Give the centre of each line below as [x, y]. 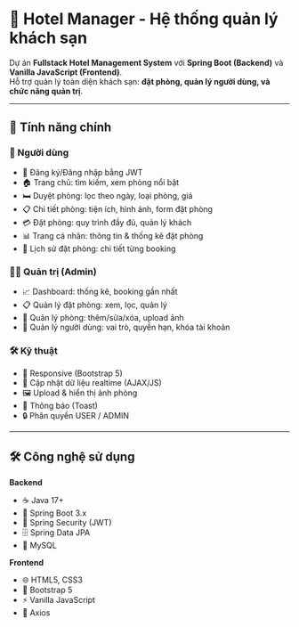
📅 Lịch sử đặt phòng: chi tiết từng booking [99, 248]
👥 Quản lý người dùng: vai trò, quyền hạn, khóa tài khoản [126, 327]
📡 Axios [36, 613]
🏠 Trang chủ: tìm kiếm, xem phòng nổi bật [101, 182]
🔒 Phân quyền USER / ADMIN [76, 416]
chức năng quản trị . [46, 91]
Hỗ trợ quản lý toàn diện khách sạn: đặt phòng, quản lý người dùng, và [140, 81]
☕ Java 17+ [43, 501]
